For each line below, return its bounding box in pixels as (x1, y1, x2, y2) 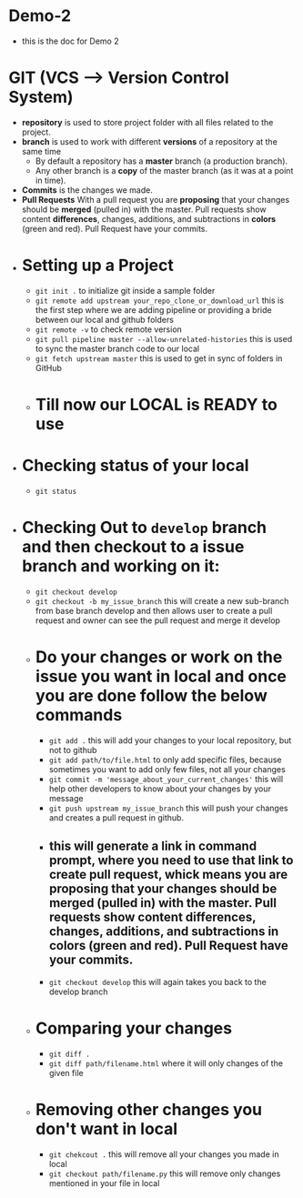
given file (48, 1067, 84, 1078)
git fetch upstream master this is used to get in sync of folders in (35, 352, 283, 364)
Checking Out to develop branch (21, 518, 268, 538)
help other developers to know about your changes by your (48, 783, 272, 794)
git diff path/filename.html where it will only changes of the (48, 1057, 284, 1069)
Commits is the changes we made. (21, 184, 154, 196)
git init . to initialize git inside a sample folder (35, 285, 216, 296)
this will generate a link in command (48, 839, 257, 854)
